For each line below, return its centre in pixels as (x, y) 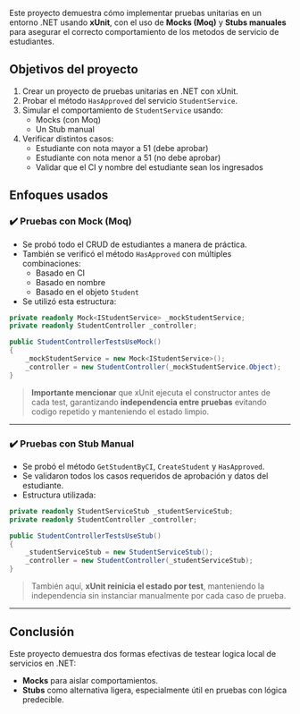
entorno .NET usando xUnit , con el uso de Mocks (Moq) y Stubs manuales (148, 22)
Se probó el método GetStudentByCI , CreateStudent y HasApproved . (143, 466)
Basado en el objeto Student (87, 292)
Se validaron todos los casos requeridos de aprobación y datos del (145, 476)
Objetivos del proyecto (74, 69)
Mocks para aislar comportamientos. (90, 680)
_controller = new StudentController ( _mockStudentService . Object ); (153, 367)
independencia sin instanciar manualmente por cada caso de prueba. (158, 596)
